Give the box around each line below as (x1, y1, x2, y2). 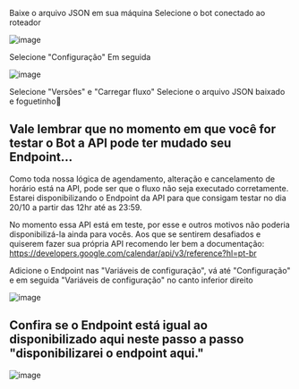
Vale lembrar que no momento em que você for (9, 122, 276, 137)
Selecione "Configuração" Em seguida (9, 52, 151, 62)
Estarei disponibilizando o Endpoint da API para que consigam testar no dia (9, 192, 286, 203)
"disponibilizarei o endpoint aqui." (9, 346, 204, 361)
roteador (9, 17, 42, 28)
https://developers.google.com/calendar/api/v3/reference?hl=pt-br (9, 248, 257, 258)
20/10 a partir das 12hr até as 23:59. (9, 201, 142, 213)
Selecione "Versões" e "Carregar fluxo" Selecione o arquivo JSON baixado (9, 87, 286, 97)
